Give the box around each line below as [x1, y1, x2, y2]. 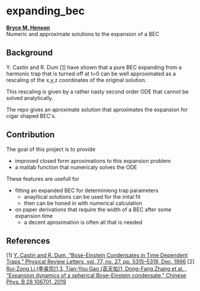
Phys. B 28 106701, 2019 [6, 278, 66, 286]
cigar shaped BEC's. [6, 112, 57, 119]
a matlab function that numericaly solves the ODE [14, 163, 138, 171]
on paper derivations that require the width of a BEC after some [14, 205, 172, 213]
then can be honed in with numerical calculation [23, 199, 143, 207]
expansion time [14, 212, 53, 219]
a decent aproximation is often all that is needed [23, 219, 143, 226]
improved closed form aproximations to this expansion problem [14, 157, 171, 164]
